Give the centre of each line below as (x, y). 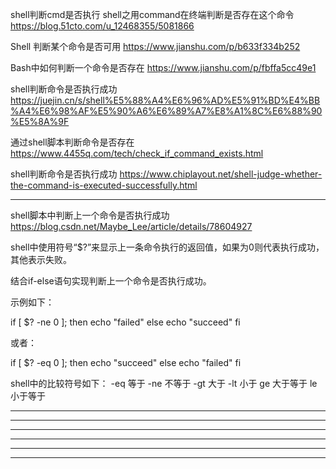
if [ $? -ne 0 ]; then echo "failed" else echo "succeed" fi (125, 322)
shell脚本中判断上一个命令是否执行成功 (90, 215)
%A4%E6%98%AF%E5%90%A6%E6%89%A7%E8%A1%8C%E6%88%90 (166, 111)
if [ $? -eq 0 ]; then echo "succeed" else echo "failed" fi (126, 362)
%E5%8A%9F (40, 121)
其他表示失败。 (41, 259)
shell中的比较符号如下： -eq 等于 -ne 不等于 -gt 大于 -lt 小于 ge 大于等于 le (164, 383)
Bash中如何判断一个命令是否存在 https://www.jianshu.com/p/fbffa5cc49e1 (163, 67)
